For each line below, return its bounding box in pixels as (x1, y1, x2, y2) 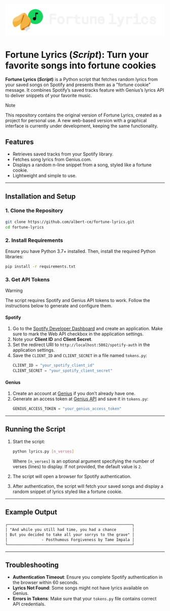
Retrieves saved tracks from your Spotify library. (12, 151, 114, 157)
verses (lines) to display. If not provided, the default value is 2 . (12, 463, 143, 470)
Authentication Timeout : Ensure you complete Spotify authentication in (12, 574, 163, 580)
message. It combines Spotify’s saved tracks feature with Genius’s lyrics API (5, 87, 164, 93)
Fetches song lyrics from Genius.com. (12, 157, 92, 163)
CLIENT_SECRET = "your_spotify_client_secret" (12, 368, 113, 373)
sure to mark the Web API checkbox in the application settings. (12, 331, 144, 337)
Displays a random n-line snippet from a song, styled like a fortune (12, 162, 152, 168)
